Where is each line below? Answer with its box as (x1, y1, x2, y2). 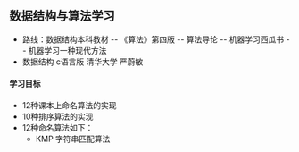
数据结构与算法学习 (9, 8, 115, 24)
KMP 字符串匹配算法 (35, 133, 111, 145)
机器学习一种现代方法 (28, 45, 107, 55)
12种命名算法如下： (21, 122, 94, 133)
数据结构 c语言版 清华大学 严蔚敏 (21, 56, 144, 67)
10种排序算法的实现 (21, 111, 94, 122)
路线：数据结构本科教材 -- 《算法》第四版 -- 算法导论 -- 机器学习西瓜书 (21, 34, 285, 45)
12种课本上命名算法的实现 (21, 100, 118, 111)
